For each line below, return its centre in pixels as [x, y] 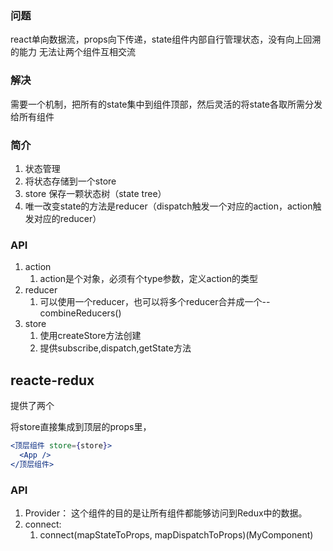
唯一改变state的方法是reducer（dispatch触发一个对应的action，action [168, 206]
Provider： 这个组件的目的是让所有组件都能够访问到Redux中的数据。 [166, 513]
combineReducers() [80, 313]
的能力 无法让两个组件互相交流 [73, 52]
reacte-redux [52, 380]
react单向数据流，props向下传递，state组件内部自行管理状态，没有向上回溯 [166, 39]
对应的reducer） [67, 218]
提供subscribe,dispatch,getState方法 [115, 348]
